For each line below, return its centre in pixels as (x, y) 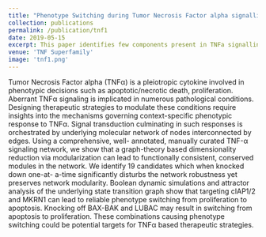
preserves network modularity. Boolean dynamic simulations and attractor (129, 182)
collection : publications (51, 23)
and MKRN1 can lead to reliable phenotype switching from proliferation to (128, 199)
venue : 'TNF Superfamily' (51, 52)
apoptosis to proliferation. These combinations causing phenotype (117, 216)
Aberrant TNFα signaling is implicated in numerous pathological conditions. (131, 99)
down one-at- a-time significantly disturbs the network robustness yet (123, 174)
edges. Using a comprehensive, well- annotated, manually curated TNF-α (128, 141)
